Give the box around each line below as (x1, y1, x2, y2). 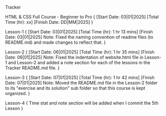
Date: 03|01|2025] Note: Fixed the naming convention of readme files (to (5, 34, 154, 40)
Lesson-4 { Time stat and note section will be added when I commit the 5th (5, 100, 159, 106)
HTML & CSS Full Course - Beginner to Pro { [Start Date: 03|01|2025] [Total (5, 14, 159, 19)
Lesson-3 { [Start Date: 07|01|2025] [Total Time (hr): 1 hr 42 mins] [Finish (5, 75, 155, 80)
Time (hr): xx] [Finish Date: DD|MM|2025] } (5, 19, 93, 25)
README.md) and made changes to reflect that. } (5, 39, 106, 45)
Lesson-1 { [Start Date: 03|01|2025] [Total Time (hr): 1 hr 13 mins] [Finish (5, 29, 153, 34)
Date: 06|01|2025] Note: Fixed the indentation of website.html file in (5, 54, 144, 60)
